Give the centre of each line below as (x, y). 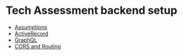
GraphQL (26, 40)
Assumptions (31, 27)
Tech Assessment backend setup (91, 11)
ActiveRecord (32, 33)
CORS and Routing (38, 46)
